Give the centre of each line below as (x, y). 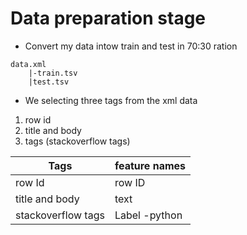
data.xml (28, 64)
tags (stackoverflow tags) (77, 141)
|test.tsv (49, 82)
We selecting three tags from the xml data (111, 100)
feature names (150, 165)
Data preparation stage (108, 18)
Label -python (148, 215)
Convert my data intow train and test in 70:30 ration (131, 46)
